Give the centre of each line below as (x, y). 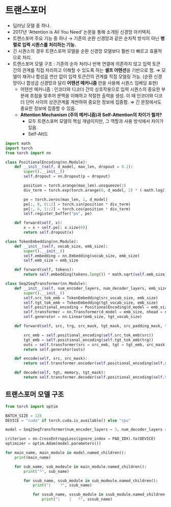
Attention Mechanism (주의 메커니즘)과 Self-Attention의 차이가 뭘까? (91, 115)
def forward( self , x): (38, 223)
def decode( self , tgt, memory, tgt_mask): (60, 372)
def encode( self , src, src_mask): (51, 359)
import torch (19, 148)
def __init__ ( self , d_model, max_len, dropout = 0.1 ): (74, 167)
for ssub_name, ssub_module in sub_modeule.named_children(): (91, 481)
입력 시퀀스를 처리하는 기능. (49, 44)
